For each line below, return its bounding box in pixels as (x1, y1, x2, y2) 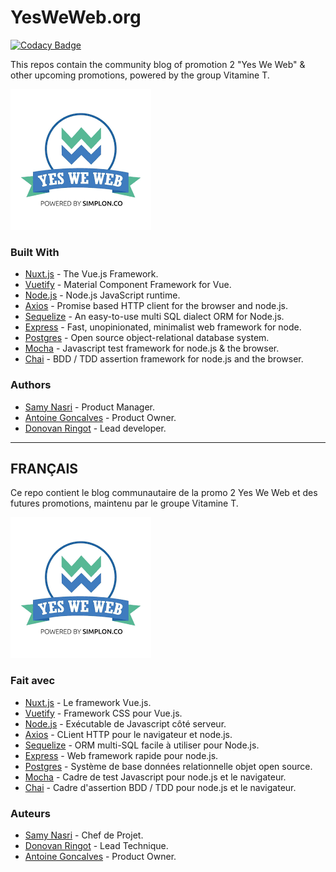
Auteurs (10, 806, 51, 820)
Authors (10, 378, 52, 392)
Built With (10, 245, 60, 259)
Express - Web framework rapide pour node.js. (24, 749, 219, 761)
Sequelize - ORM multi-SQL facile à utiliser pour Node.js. (24, 739, 260, 751)
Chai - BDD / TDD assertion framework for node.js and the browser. (24, 353, 304, 365)
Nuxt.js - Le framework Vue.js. (24, 696, 152, 708)
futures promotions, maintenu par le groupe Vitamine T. (10, 497, 239, 510)
